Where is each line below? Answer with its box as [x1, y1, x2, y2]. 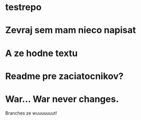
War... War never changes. [5, 93, 119, 104]
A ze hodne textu [5, 47, 78, 59]
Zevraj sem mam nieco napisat [5, 25, 136, 36]
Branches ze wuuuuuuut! [5, 110, 57, 116]
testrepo [5, 2, 42, 13]
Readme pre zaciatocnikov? [5, 70, 124, 82]
